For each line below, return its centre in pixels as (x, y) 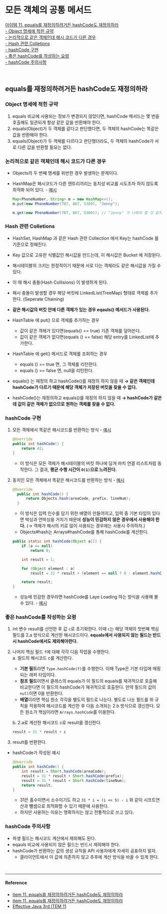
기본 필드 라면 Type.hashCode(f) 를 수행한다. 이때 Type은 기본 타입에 (85, 669)
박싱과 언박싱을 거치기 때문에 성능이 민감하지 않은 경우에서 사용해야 (90, 520)
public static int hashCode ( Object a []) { (57, 541)
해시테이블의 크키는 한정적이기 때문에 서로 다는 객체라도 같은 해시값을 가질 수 (87, 265)
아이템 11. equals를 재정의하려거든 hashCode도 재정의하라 (62, 25)
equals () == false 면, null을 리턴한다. (57, 370)
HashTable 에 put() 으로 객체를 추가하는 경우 (56, 320)
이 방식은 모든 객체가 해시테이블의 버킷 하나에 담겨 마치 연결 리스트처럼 (88, 463)
